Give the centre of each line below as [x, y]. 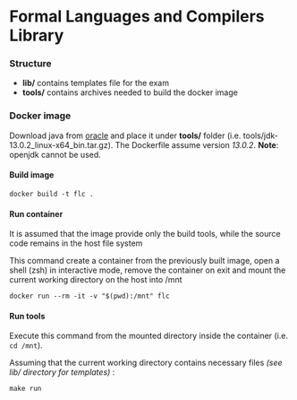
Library [37, 35]
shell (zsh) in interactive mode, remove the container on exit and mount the [148, 270]
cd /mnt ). [26, 345]
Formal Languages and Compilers [137, 17]
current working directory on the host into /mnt [96, 280]
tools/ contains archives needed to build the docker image [130, 92]
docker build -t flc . [51, 194]
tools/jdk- [261, 135]
